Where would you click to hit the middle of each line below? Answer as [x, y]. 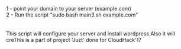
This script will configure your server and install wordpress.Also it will [91, 34]
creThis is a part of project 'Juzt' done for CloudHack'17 [74, 40]
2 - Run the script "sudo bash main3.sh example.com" [72, 15]
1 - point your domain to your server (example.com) [69, 9]
